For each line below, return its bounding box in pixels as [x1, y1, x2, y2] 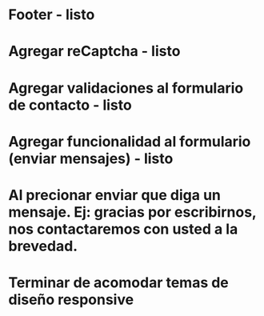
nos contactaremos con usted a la [8, 220, 238, 238]
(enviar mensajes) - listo [8, 150, 174, 167]
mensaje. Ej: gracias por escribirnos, [8, 202, 257, 221]
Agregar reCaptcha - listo [8, 42, 181, 61]
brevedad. [8, 237, 78, 255]
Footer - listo [8, 6, 95, 24]
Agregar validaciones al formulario [8, 78, 244, 97]
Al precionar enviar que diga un [8, 186, 222, 204]
